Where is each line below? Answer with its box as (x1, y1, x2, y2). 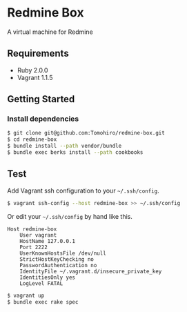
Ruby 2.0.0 (17, 66, 48, 74)
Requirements (7, 48, 69, 59)
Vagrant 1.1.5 (17, 73, 53, 81)
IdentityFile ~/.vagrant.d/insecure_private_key (19, 268, 162, 275)
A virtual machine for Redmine (7, 28, 93, 36)
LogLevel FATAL (19, 280, 63, 287)
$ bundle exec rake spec (7, 298, 79, 305)
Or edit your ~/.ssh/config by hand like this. (7, 212, 132, 220)
